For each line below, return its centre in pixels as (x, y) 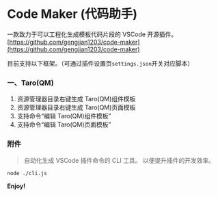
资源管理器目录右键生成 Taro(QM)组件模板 (76, 99)
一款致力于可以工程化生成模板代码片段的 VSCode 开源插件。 (92, 34)
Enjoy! (16, 186)
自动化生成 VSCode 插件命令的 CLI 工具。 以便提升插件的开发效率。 (119, 160)
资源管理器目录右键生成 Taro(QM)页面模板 (76, 107)
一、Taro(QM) (30, 83)
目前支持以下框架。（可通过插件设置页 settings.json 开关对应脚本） (100, 63)
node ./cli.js (27, 173)
